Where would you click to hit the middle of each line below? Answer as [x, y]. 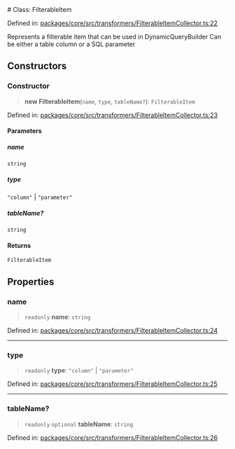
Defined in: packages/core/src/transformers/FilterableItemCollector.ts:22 [113, 23]
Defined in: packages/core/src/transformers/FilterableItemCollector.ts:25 [113, 384]
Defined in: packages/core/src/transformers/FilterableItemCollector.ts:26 [113, 437]
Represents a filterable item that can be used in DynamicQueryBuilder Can [114, 37]
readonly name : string [57, 317]
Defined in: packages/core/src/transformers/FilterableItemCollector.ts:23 [113, 115]
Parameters [24, 131]
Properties [31, 282]
